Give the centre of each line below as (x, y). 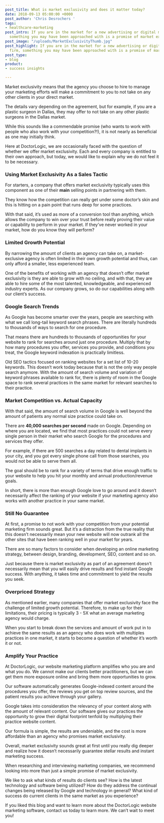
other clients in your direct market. (40, 97)
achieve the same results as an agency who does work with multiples (75, 633)
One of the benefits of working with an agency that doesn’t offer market (77, 273)
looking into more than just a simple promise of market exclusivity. (72, 771)
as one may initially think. (31, 137)
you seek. (15, 579)
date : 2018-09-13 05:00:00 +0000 (39, 14)
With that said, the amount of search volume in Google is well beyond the (79, 411)
